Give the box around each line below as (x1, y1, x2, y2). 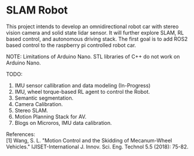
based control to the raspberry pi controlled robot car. (6, 42, 137, 49)
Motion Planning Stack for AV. (14, 113, 87, 120)
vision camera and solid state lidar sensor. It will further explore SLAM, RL (6, 29, 185, 36)
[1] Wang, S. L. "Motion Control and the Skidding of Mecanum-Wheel (6, 137, 172, 144)
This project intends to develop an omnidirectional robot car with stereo (6, 23, 179, 30)
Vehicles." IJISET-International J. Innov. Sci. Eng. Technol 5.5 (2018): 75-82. (6, 143, 189, 150)
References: (6, 130, 35, 138)
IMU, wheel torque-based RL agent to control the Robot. (14, 88, 151, 95)
